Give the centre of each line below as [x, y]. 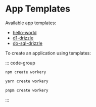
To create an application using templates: [48, 53]
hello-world [25, 32]
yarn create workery [27, 81]
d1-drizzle [23, 38]
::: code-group [20, 63]
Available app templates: [31, 23]
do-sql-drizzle [28, 43]
